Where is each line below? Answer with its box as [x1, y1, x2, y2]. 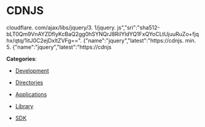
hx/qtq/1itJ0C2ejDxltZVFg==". [6, 37, 83, 44]
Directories [15, 79, 43, 86]
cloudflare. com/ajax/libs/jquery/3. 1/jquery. [6, 24, 116, 31]
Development [15, 67, 50, 74]
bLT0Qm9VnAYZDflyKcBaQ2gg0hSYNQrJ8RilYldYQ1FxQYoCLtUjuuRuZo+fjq [6, 30, 199, 37]
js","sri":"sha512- [117, 24, 160, 31]
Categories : [6, 55, 37, 62]
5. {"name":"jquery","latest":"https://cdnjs [6, 43, 112, 51]
